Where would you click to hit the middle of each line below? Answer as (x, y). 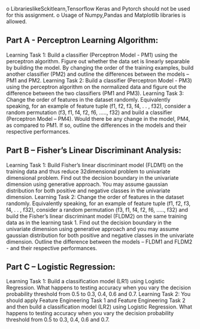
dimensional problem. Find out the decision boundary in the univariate (93, 177)
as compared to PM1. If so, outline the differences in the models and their (96, 125)
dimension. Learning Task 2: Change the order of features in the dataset (95, 197)
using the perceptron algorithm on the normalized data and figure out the (96, 87)
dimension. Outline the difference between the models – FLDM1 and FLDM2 (99, 241)
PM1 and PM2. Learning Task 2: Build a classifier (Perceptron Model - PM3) (99, 80)
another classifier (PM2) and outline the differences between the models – (98, 74)
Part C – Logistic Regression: (61, 267)
